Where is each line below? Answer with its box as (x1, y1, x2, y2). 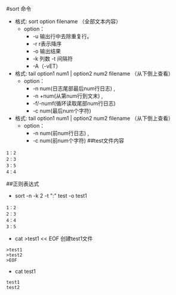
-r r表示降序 (32, 41, 62, 47)
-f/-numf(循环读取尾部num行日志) (32, 100, 116, 107)
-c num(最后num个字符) (32, 107, 91, 114)
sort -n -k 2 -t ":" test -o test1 (14, 192, 88, 199)
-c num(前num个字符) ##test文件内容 (32, 137, 124, 144)
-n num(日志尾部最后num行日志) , (32, 85, 115, 92)
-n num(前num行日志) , (32, 130, 89, 136)
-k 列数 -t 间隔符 (32, 55, 73, 62)
